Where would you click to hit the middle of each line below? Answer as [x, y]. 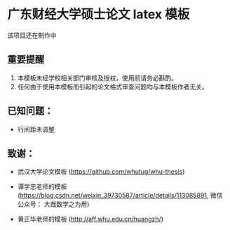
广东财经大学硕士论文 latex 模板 [99, 14]
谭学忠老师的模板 [42, 186]
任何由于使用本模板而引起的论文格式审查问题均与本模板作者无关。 [113, 87]
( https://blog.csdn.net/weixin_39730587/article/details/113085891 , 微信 [120, 196]
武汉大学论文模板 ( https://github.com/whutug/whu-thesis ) [101, 172]
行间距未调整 [36, 129]
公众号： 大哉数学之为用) [53, 204]
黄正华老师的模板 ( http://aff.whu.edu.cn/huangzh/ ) [90, 219]
